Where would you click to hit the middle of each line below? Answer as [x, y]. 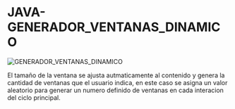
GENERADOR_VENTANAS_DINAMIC [114, 27]
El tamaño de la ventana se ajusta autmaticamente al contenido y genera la [116, 75]
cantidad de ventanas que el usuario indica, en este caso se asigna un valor [117, 82]
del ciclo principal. [34, 97]
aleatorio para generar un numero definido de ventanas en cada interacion [116, 90]
